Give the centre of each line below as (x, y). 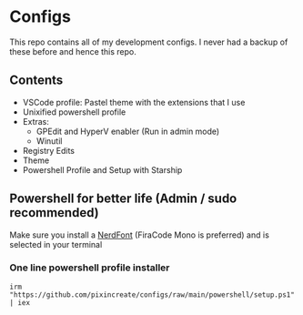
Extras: (36, 121)
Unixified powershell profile (74, 112)
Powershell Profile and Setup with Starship (102, 169)
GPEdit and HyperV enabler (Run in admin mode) (128, 131)
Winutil (49, 141)
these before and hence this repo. (73, 51)
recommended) (54, 213)
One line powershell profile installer (90, 268)
